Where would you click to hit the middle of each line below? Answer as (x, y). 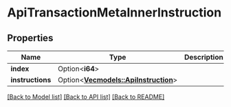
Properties (30, 38)
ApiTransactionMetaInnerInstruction (114, 13)
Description (204, 57)
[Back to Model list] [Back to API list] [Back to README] (86, 97)
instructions (31, 80)
